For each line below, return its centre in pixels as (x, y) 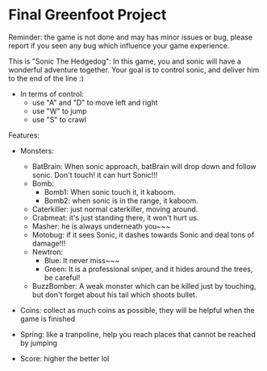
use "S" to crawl (59, 119)
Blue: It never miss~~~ (82, 260)
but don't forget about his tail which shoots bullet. (115, 295)
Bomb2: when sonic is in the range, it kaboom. (121, 200)
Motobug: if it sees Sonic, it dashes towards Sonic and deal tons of (143, 234)
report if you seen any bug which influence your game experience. (119, 45)
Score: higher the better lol (65, 358)
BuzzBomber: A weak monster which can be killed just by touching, (144, 286)
